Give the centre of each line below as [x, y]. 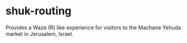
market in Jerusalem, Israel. [40, 33]
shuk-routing [39, 11]
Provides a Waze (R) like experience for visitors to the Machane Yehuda [93, 27]
